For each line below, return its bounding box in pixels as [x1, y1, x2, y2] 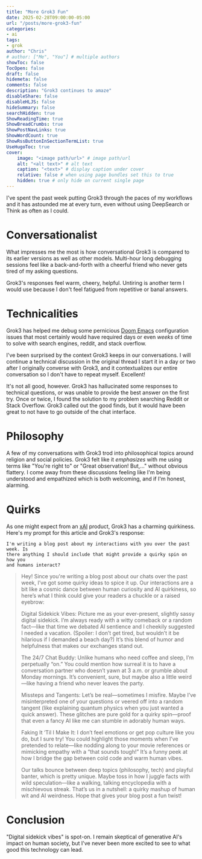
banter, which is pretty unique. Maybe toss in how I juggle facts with [21, 772, 191, 780]
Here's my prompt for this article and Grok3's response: [6, 529, 145, 536]
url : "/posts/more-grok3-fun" [6, 20, 83, 26]
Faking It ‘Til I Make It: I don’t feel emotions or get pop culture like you [21, 728, 195, 736]
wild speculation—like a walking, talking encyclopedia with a [21, 779, 171, 786]
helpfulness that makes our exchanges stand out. [21, 642, 144, 649]
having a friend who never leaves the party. [36, 679, 145, 687]
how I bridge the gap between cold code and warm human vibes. [21, 754, 183, 762]
